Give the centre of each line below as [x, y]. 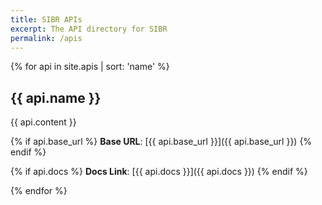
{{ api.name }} [56, 97]
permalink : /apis [46, 38]
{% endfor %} [39, 191]
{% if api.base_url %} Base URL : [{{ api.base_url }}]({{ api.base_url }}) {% [161, 142]
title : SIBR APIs [46, 19]
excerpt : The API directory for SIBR [89, 29]
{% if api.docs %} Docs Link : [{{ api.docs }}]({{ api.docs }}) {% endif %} [159, 172]
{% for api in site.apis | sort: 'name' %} [90, 67]
